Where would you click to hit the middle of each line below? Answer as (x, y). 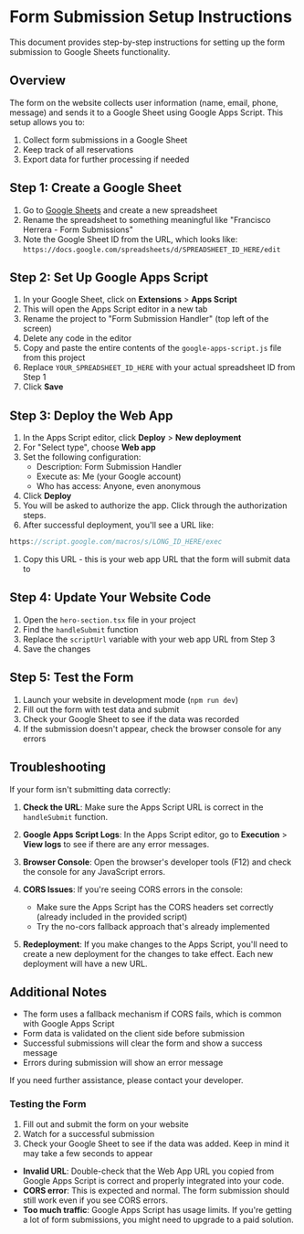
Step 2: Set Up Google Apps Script (109, 277)
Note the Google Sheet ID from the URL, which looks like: (130, 239)
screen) (37, 329)
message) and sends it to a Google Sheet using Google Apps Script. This (147, 112)
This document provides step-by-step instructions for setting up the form (147, 42)
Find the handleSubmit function (80, 629)
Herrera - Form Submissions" (78, 229)
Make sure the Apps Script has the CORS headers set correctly (155, 907)
